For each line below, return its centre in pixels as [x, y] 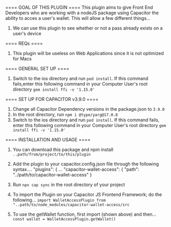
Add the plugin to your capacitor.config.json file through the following [86, 164]
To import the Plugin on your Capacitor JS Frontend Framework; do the [87, 194]
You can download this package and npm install [63, 149]
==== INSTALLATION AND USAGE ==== [48, 140]
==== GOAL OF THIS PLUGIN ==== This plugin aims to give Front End [79, 7]
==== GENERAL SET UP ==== [38, 69]
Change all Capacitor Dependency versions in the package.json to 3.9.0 [89, 109]
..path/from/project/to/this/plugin [52, 155]
